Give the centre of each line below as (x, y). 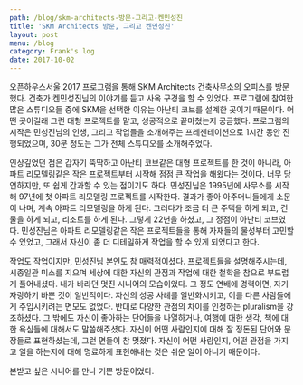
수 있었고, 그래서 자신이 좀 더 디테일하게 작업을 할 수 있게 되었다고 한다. (134, 242)
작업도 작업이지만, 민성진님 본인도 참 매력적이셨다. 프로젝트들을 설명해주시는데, (148, 261)
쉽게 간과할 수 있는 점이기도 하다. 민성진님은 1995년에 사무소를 (163, 185)
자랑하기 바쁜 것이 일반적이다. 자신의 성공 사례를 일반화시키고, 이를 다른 (135, 295)
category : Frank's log (52, 52)
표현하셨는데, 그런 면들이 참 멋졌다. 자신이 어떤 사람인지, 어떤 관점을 (152, 340)
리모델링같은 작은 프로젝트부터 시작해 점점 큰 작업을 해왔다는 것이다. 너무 (154, 174)
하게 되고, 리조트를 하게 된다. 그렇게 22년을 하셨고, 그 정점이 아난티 (144, 219)
